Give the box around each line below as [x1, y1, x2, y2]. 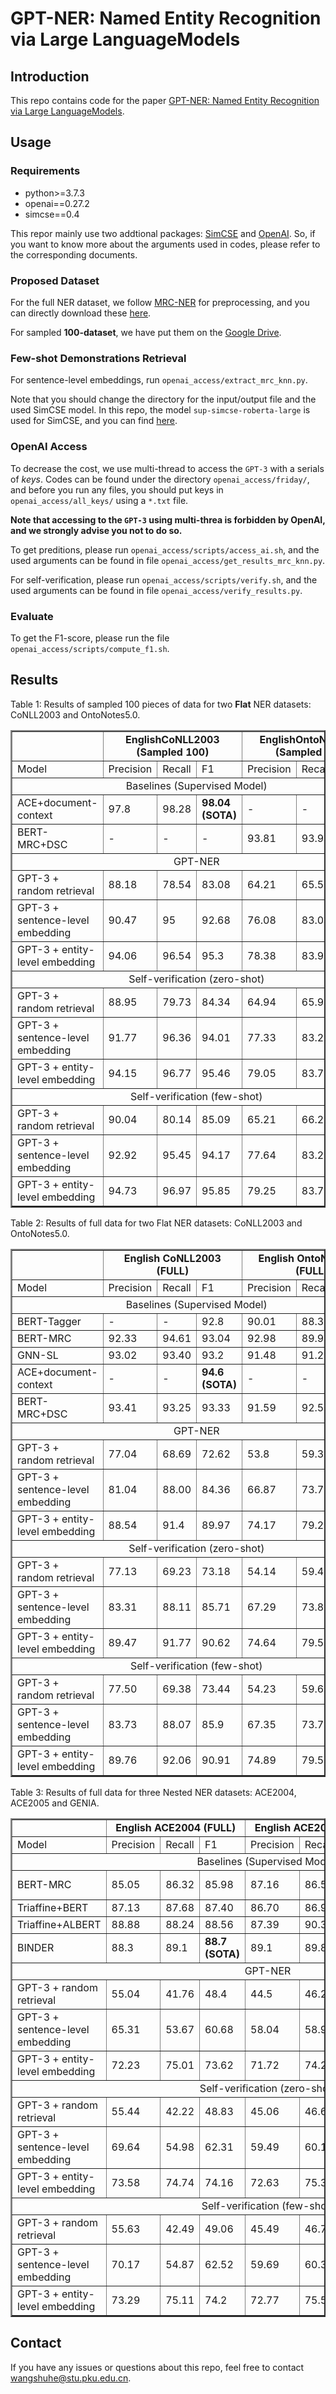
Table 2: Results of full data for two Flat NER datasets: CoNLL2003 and [10, 1217, 303, 1229]
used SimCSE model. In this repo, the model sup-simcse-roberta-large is [10, 404, 311, 416]
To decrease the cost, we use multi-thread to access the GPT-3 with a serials [10, 462, 325, 474]
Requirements [10, 164, 81, 178]
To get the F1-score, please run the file [10, 632, 170, 644]
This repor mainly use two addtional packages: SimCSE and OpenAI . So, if [10, 227, 316, 239]
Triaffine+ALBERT [17, 1917, 102, 1931]
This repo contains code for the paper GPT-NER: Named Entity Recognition [10, 95, 320, 106]
